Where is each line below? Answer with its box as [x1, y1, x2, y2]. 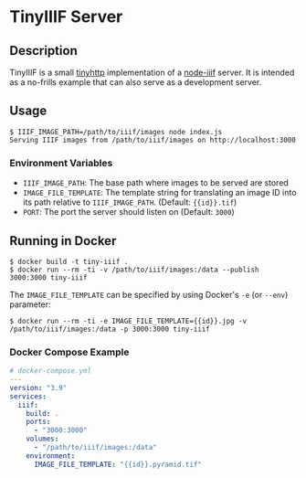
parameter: [9, 299, 52, 310]
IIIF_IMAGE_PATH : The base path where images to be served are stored [22, 177, 290, 188]
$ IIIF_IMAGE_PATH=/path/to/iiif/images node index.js [9, 127, 223, 136]
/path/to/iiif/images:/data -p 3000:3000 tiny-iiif [9, 324, 210, 334]
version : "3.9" [9, 383, 68, 392]
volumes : [26, 434, 59, 444]
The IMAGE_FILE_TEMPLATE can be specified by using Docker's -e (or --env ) [9, 289, 289, 300]
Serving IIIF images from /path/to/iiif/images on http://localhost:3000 [9, 135, 297, 144]
